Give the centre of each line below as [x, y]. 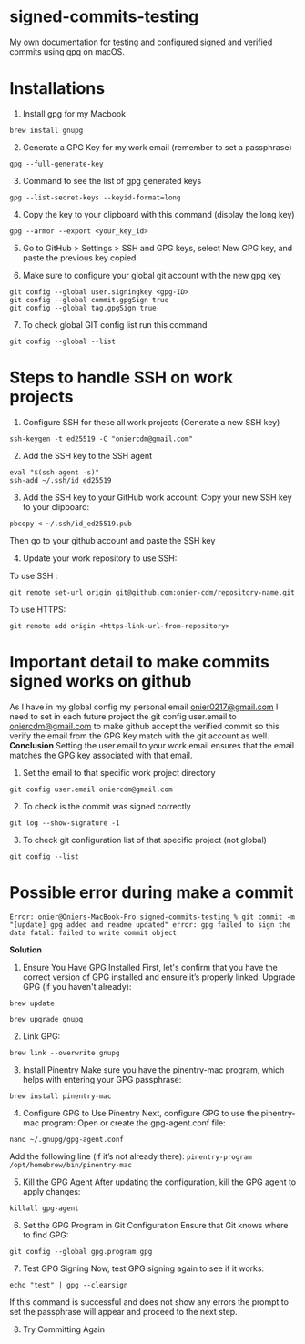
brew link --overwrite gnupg [65, 1053]
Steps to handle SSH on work [122, 377]
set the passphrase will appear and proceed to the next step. [124, 1311]
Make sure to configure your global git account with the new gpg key [152, 275]
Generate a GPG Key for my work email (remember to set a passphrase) [157, 147]
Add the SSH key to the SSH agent [87, 455]
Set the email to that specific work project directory [119, 772]
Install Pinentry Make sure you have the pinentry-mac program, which [153, 1069]
